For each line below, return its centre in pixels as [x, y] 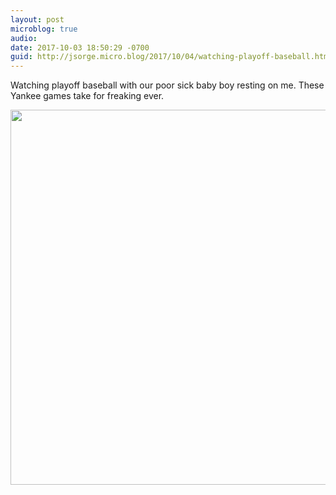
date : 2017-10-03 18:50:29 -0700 [80, 47]
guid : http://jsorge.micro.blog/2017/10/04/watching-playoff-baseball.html [171, 57]
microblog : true [44, 29]
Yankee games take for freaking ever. [87, 96]
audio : [24, 38]
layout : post [37, 19]
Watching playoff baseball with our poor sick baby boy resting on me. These [167, 85]
